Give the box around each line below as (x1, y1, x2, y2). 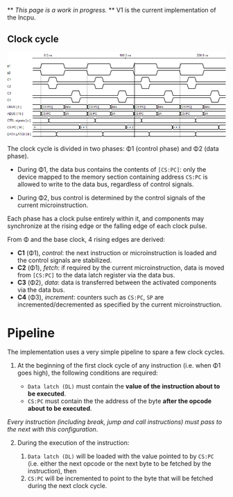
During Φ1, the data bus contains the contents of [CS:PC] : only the (17, 165, 207, 174)
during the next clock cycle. (27, 482, 107, 490)
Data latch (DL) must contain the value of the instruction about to (27, 382, 221, 391)
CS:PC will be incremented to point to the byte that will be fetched (27, 474, 214, 482)
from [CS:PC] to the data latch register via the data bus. (17, 271, 175, 279)
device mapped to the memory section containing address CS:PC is (17, 173, 208, 181)
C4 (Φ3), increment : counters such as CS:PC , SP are (17, 293, 164, 302)
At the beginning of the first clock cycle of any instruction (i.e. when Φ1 (17, 361, 221, 370)
